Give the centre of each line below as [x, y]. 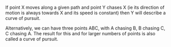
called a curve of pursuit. [32, 39]
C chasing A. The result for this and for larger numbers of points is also [80, 33]
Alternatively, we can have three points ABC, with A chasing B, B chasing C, [85, 28]
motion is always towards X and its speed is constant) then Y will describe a [85, 13]
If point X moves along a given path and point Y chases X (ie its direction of [85, 7]
